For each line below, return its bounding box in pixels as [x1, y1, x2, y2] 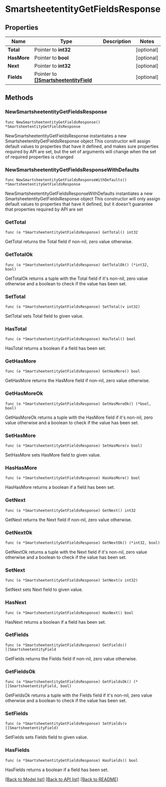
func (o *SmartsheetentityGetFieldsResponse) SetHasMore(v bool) [5, 443, 142, 449]
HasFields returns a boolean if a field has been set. [5, 767, 109, 773]
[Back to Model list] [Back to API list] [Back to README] [5, 776, 119, 782]
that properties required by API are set [5, 206, 83, 212]
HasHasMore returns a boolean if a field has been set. [5, 484, 115, 490]
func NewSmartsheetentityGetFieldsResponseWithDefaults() [5, 177, 127, 182]
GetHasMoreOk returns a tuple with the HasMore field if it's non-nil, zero [5, 414, 153, 420]
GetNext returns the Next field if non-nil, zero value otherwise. [5, 517, 132, 523]
